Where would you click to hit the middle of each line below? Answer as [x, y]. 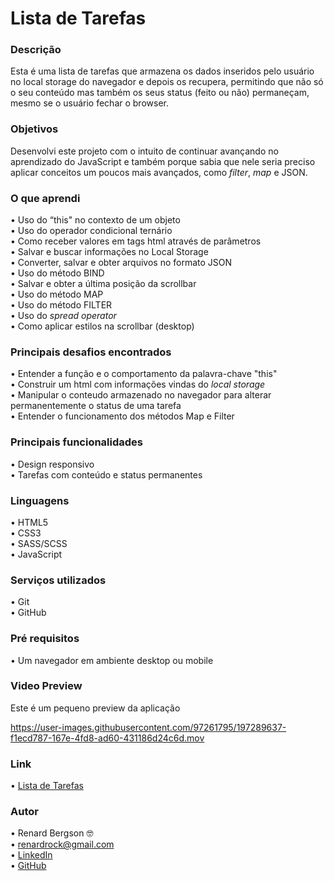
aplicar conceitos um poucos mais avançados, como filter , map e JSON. [159, 172]
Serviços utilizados [58, 580]
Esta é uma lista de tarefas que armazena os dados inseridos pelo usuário [162, 71]
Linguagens [40, 500]
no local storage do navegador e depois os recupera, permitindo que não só [167, 82]
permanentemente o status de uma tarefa [96, 406]
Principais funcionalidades [77, 442]
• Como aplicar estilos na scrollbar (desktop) [102, 326]
